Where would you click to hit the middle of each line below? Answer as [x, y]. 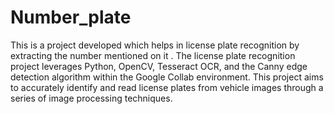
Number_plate [71, 17]
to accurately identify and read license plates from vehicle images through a [167, 87]
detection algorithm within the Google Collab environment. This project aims [167, 77]
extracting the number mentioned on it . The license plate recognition [153, 55]
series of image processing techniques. [91, 98]
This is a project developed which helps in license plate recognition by [155, 45]
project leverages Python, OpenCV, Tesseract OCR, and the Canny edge [159, 66]
